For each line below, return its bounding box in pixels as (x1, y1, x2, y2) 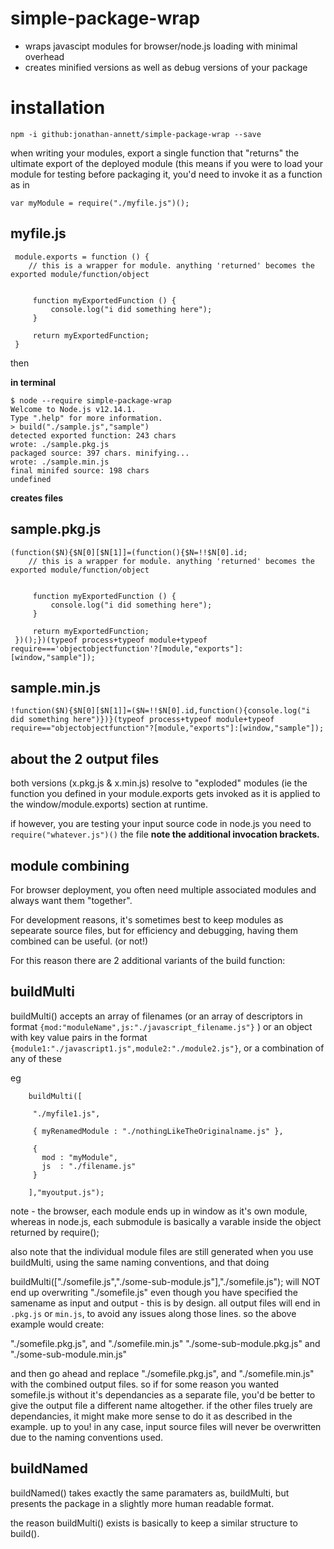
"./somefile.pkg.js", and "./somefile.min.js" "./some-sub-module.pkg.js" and (10, 1337, 321, 1349)
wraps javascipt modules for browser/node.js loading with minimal (24, 40, 298, 52)
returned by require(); (10, 1226, 100, 1238)
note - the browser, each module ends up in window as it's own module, (10, 1205, 308, 1217)
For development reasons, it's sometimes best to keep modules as (10, 913, 284, 926)
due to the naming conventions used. (10, 1431, 164, 1443)
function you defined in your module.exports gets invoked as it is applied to (10, 788, 321, 800)
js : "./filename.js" (41, 1161, 137, 1171)
